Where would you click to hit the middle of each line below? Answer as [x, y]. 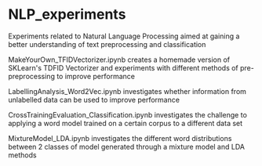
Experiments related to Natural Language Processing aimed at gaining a [124, 36]
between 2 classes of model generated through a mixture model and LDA [127, 146]
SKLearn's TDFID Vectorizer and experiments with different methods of [124, 67]
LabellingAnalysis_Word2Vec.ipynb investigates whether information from [127, 91]
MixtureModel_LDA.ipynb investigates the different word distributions [120, 138]
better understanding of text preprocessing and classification [107, 44]
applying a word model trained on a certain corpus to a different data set [126, 123]
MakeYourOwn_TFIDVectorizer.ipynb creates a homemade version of [119, 60]
